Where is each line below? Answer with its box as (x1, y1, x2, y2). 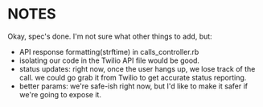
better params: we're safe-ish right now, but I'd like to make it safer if (18, 81, 249, 91)
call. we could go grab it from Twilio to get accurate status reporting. (18, 72, 247, 82)
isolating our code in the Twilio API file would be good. (18, 56, 200, 65)
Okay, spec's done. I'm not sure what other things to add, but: (7, 31, 212, 41)
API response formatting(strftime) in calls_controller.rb (18, 47, 199, 56)
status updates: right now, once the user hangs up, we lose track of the (18, 64, 256, 73)
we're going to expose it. (18, 89, 102, 99)
